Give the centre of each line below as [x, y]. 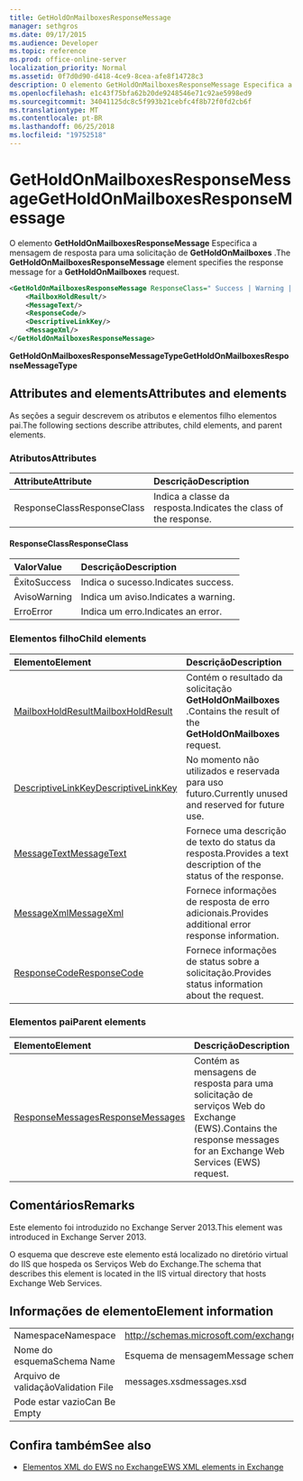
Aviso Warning [43, 597]
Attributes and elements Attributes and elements [148, 394]
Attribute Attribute [53, 482]
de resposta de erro [228, 901]
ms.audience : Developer [54, 43]
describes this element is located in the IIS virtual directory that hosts [138, 1274]
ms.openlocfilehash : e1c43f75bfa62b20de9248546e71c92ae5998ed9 [131, 93]
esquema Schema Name [64, 1361]
